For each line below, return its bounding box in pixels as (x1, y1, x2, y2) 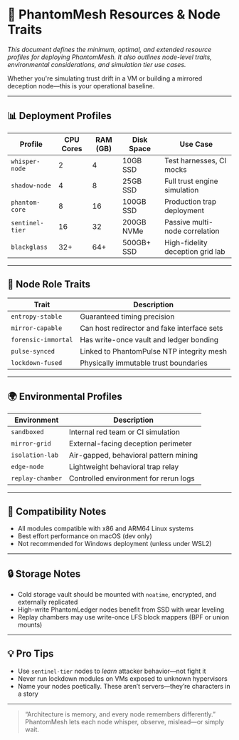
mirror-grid (11, 440, 52, 448)
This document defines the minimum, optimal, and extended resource (7, 45, 212, 53)
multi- (191, 217, 213, 227)
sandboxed (11, 428, 44, 436)
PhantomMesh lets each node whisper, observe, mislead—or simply (24, 717, 224, 726)
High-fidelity (164, 237, 208, 247)
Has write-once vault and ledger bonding (80, 334, 219, 344)
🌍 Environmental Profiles (7, 390, 122, 402)
